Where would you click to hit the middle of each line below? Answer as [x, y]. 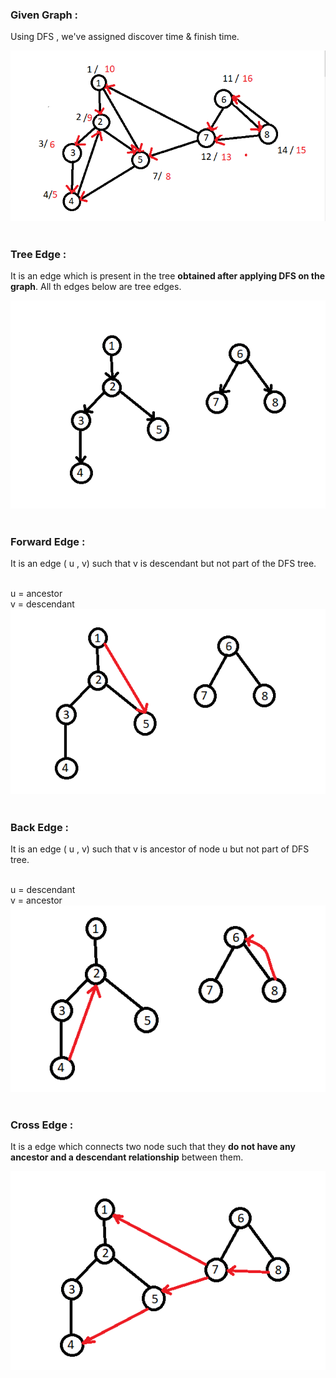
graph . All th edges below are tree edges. [96, 286]
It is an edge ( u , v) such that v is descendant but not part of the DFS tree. [163, 564]
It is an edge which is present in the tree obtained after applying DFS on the [167, 275]
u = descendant [43, 890]
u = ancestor [36, 594]
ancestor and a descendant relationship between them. [127, 1157]
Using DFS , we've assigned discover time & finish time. [125, 37]
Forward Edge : [48, 541]
